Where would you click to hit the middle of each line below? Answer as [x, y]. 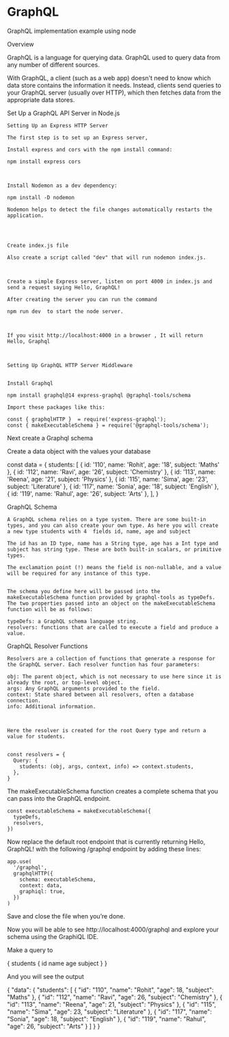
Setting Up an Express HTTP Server [58, 125]
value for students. [37, 736]
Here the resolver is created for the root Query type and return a [107, 730]
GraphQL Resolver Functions [48, 646]
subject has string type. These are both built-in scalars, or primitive [114, 549]
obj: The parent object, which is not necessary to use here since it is [114, 676]
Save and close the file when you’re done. [66, 916]
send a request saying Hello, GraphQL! [64, 287]
